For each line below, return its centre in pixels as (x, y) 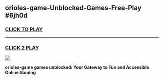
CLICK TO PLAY (24, 30)
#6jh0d (16, 16)
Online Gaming (20, 72)
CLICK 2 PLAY (22, 48)
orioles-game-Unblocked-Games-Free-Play (73, 8)
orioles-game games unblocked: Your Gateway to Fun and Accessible (77, 67)
